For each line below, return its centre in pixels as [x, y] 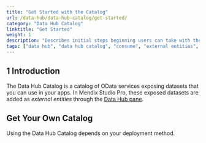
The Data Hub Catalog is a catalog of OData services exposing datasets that [103, 86]
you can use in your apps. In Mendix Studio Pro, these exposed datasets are [103, 92]
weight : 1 [19, 35]
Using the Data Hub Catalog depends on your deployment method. [91, 133]
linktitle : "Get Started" [39, 29]
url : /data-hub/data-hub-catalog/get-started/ [67, 18]
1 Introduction [33, 71]
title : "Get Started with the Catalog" [57, 12]
